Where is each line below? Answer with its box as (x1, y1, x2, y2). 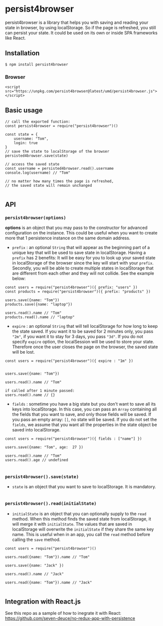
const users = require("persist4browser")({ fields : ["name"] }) (5, 436, 142, 441)
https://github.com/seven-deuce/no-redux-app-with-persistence (5, 615, 135, 621)
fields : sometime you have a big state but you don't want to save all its (12, 401, 156, 407)
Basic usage (5, 106, 43, 115)
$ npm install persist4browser (5, 62, 68, 67)
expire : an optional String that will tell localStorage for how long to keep (12, 323, 158, 329)
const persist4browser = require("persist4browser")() (5, 123, 118, 128)
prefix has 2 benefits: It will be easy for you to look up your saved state (12, 255, 156, 261)
